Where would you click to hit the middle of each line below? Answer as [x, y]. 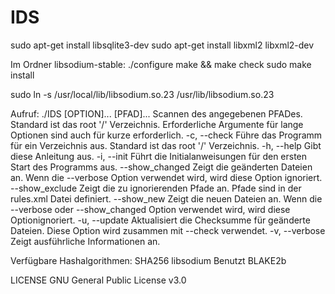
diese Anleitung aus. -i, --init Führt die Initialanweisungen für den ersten [159, 156]
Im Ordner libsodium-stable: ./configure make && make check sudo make [161, 64]
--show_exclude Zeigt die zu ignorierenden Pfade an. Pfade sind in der [156, 188]
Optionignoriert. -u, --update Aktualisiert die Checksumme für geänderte [160, 220]
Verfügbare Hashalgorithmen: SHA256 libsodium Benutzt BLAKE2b [148, 260]
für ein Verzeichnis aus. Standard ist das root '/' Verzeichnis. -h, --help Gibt [166, 145]
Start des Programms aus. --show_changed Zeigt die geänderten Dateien [161, 167]
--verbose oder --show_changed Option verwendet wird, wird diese [150, 209]
